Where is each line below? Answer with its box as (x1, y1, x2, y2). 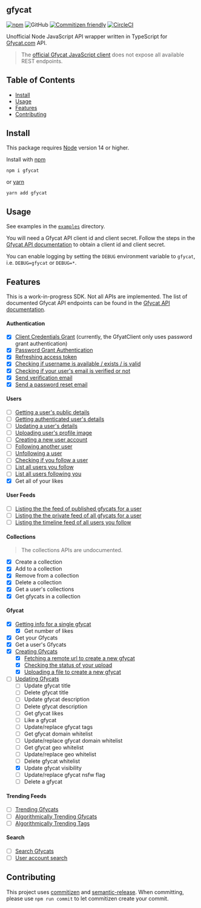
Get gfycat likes (24, 709, 64, 717)
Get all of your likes (15, 477, 64, 485)
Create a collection (15, 558, 62, 565)
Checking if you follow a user (15, 457, 88, 464)
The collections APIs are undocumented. (21, 547, 123, 554)
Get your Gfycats (15, 634, 58, 641)
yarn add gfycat (6, 190, 47, 196)
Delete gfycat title (24, 689, 68, 696)
